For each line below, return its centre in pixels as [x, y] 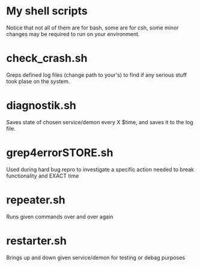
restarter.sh [37, 241]
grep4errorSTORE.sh [60, 153]
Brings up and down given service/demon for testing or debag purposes [95, 257]
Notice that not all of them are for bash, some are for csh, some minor [92, 28]
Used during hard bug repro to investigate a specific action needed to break [100, 169]
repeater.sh [36, 200]
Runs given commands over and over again [60, 217]
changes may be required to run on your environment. [73, 34]
